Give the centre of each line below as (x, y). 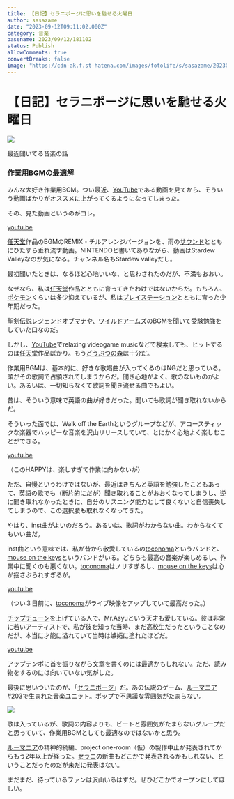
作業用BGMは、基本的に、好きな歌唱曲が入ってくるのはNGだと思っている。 (116, 367)
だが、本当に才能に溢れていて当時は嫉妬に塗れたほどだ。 (89, 635)
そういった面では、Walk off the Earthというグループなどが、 (94, 423)
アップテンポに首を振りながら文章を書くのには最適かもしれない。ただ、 (111, 664)
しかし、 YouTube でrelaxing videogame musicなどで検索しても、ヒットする (115, 344)
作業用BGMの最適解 (41, 173)
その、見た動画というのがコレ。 (53, 213)
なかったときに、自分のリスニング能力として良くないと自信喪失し (132, 501)
